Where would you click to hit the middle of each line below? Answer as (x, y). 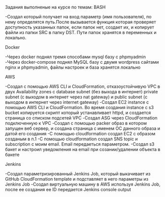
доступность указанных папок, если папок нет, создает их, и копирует (80, 27)
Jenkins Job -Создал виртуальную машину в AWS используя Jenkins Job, (83, 184)
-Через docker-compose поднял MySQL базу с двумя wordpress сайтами (82, 62)
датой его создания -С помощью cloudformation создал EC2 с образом (80, 134)
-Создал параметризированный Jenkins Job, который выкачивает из (78, 174)
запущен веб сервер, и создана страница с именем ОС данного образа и (83, 128)
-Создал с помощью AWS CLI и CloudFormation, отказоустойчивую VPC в (82, 86)
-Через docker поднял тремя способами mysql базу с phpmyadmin (76, 57)
